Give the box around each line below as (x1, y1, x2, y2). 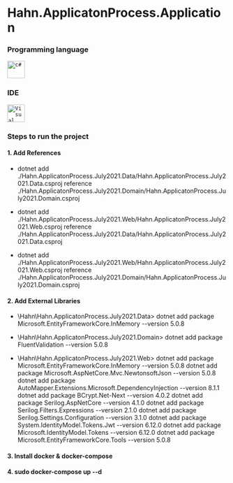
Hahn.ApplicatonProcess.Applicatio (7, 5, 221, 21)
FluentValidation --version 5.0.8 (17, 340, 108, 349)
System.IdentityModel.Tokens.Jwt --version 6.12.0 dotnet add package (17, 421, 222, 429)
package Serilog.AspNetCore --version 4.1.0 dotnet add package (17, 398, 204, 407)
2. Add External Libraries (7, 296, 81, 305)
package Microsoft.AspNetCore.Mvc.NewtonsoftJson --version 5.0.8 (17, 369, 216, 377)
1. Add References (7, 149, 61, 157)
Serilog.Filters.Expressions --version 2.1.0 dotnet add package (17, 406, 197, 414)
